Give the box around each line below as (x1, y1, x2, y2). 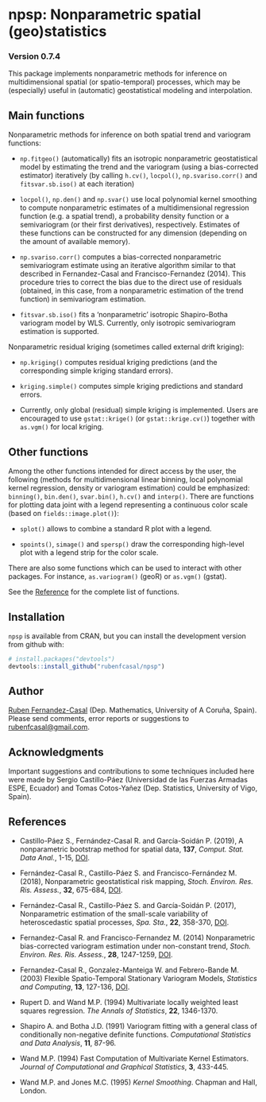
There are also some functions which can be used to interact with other (8, 563, 242, 573)
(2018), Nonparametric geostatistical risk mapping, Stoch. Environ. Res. (19, 877, 254, 887)
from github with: (8, 639, 65, 649)
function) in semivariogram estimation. (19, 294, 147, 304)
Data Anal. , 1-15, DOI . (19, 853, 90, 863)
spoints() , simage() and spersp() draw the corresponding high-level (19, 539, 245, 549)
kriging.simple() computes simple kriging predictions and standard (19, 382, 244, 391)
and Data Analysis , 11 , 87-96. (19, 1038, 117, 1048)
